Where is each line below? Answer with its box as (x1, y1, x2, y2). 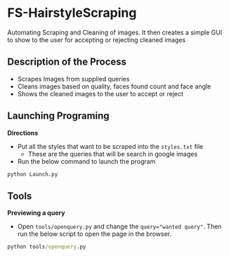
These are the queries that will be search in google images (27, 150, 198, 158)
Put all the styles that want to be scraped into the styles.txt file (17, 142, 204, 150)
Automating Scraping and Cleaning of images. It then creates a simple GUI (7, 28, 223, 37)
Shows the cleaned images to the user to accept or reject (17, 89, 184, 98)
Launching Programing (7, 110, 110, 122)
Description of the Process (7, 56, 127, 68)
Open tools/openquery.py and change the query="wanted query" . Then (17, 223, 222, 231)
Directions (7, 128, 39, 137)
